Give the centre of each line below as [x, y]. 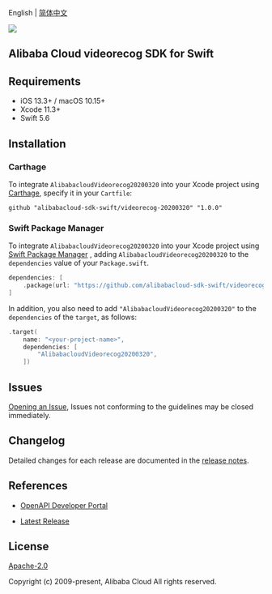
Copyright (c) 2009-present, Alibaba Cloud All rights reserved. [113, 582]
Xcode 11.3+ [40, 109]
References [38, 486]
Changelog [37, 441]
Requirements [45, 81]
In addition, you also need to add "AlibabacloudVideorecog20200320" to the [132, 308]
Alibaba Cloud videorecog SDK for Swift [111, 54]
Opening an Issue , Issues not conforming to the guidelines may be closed [131, 407]
